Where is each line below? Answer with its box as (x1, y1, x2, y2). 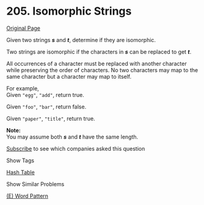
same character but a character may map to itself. (6, 73, 132, 80)
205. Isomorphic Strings (6, 4, 132, 18)
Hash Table (6, 168, 35, 176)
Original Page (6, 24, 41, 32)
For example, (6, 84, 40, 92)
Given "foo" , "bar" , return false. (6, 103, 87, 110)
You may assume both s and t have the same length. (6, 133, 139, 140)
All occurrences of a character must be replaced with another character (6, 60, 188, 67)
